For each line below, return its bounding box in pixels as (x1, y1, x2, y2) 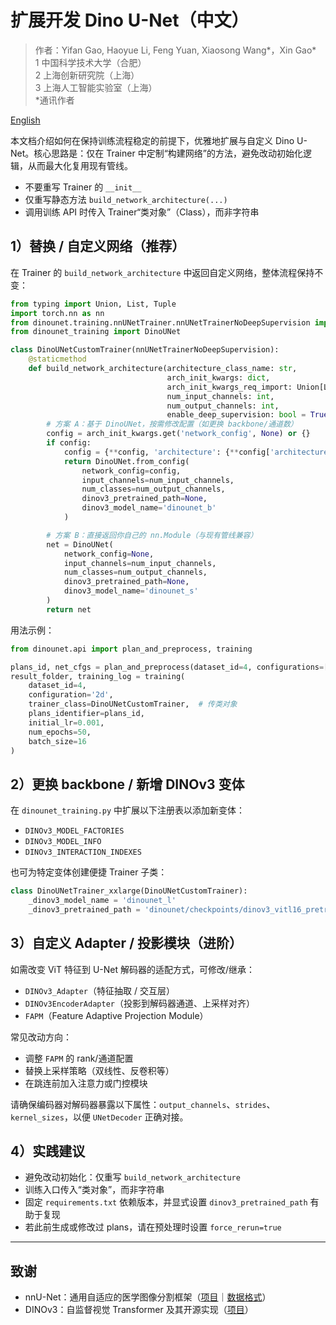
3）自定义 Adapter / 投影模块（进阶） (10, 935, 243, 952)
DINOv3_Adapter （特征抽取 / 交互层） (24, 984, 175, 996)
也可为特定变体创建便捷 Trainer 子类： (10, 866, 168, 878)
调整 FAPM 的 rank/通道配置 (24, 1052, 134, 1064)
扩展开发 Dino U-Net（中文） (10, 9, 250, 32)
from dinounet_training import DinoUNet (10, 327, 182, 337)
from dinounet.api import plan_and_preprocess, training (10, 644, 253, 654)
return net (46, 604, 92, 615)
